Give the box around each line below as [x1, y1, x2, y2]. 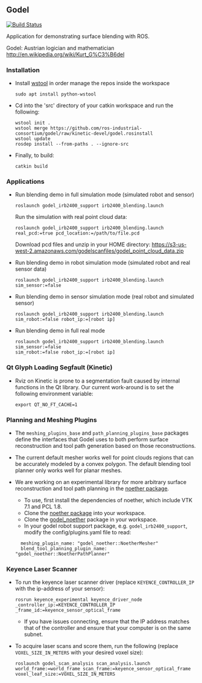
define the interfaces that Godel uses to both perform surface [14, 436, 169, 443]
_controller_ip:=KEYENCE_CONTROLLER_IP [14, 602, 116, 608]
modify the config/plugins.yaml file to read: [24, 529, 131, 536]
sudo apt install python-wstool [14, 91, 96, 97]
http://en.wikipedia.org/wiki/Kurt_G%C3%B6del [6, 51, 125, 58]
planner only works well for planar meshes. [14, 467, 122, 474]
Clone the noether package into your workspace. [24, 510, 146, 516]
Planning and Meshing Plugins [6, 415, 98, 424]
